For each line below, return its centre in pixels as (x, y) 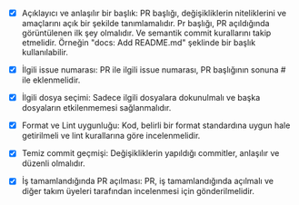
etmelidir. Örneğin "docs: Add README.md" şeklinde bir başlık (139, 43)
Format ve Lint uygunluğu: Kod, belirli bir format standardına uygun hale (156, 125)
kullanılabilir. (45, 53)
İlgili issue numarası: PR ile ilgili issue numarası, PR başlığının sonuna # (154, 70)
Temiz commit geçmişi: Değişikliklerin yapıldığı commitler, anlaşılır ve (150, 153)
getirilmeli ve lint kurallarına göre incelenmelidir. (111, 136)
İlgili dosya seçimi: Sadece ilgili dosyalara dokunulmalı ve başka (141, 98)
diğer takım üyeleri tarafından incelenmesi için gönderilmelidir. (138, 191)
